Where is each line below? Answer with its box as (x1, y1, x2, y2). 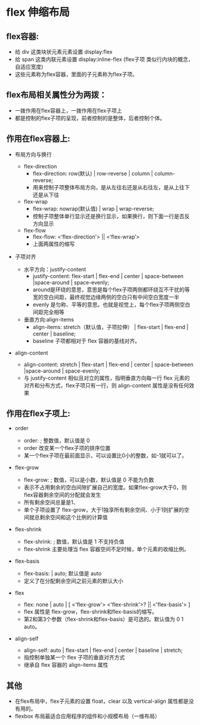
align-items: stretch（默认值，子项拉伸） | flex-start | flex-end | (32, 323, 189, 330)
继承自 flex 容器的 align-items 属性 (23, 661, 109, 669)
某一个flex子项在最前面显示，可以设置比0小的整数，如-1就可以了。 (23, 452, 187, 459)
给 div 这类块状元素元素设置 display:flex (14, 49, 113, 55)
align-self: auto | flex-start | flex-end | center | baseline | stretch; (23, 647, 183, 654)
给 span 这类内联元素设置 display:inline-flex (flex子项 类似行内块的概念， (14, 56, 194, 63)
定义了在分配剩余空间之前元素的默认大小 (23, 578, 124, 585)
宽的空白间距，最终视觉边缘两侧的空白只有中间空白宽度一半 (32, 293, 180, 300)
